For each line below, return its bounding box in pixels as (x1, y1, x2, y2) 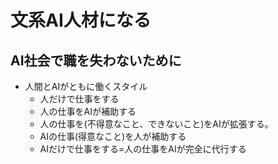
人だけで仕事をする (39, 93, 120, 105)
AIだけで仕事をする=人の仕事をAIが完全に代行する (39, 143, 247, 155)
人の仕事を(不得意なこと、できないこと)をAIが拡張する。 (39, 118, 274, 130)
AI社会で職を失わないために (10, 52, 182, 69)
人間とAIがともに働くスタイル (24, 81, 148, 92)
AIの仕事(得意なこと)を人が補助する (39, 131, 187, 142)
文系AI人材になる (10, 9, 152, 32)
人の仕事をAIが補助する (39, 106, 137, 117)
